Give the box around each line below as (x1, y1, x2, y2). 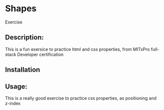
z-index (5, 100, 21, 106)
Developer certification (17, 51, 64, 57)
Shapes (5, 3, 37, 14)
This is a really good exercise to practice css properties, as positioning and (5, 95, 157, 101)
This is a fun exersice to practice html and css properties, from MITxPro (5, 46, 150, 52)
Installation (5, 66, 40, 74)
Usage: (5, 82, 28, 90)
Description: (5, 33, 44, 42)
